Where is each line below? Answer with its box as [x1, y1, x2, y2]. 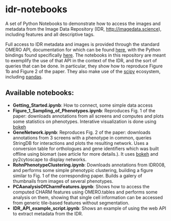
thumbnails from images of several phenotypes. [12, 178, 113, 184]
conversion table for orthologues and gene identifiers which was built [12, 145, 159, 152]
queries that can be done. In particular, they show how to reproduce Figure [5, 63, 163, 69]
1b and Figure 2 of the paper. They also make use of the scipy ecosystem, [5, 68, 161, 75]
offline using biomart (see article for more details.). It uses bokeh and [12, 151, 158, 157]
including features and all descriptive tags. [5, 31, 95, 37]
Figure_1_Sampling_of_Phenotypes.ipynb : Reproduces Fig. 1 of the [12, 107, 156, 113]
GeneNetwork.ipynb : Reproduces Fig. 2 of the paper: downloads [12, 129, 151, 135]
